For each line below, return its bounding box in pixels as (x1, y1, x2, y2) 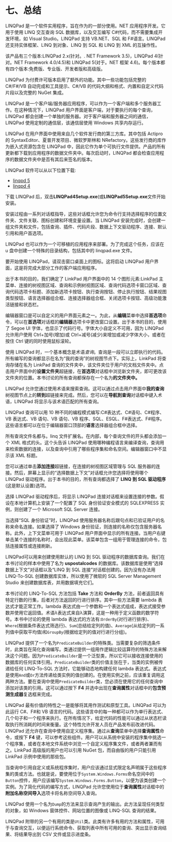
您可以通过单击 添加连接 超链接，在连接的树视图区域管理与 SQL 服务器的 (5, 463, 156, 469)
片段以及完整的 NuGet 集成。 (5, 89, 67, 96)
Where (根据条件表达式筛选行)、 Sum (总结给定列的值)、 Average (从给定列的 (5, 622, 156, 628)
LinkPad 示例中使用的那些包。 (5, 753, 69, 759)
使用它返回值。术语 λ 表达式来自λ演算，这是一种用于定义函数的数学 (14, 609, 155, 615)
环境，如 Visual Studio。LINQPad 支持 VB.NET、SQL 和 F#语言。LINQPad (9, 35, 165, 42)
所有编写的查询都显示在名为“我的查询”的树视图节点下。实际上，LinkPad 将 (5, 355, 162, 361)
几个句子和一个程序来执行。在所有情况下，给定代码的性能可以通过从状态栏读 (5, 715, 167, 721)
